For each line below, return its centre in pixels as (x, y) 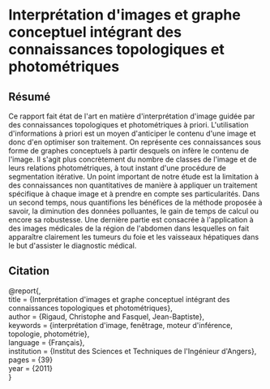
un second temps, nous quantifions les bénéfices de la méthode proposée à (135, 202)
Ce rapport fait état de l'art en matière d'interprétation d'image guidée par (132, 116)
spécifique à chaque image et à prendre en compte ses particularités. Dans (134, 194)
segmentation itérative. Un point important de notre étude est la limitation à (134, 177)
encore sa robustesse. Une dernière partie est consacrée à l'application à (131, 220)
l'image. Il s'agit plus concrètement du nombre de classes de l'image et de (133, 159)
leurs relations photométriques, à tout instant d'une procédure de (118, 168)
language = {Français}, (47, 342)
